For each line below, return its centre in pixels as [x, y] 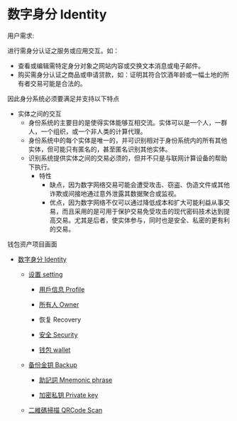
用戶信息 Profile [62, 289]
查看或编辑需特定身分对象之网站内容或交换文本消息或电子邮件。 [111, 65]
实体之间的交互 [39, 114]
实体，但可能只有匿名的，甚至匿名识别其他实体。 [100, 149]
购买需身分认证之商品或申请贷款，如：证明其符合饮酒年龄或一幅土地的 [120, 75]
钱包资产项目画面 [32, 244]
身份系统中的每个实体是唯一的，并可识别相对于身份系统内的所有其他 [128, 140]
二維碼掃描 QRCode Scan [65, 410]
